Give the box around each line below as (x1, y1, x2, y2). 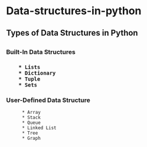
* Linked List (21, 125, 57, 131)
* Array (21, 110, 41, 116)
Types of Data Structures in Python (6, 28, 138, 38)
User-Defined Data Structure (6, 96, 90, 104)
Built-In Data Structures (6, 47, 76, 56)
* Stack (21, 114, 41, 121)
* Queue (21, 120, 41, 126)
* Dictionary (18, 69, 56, 76)
